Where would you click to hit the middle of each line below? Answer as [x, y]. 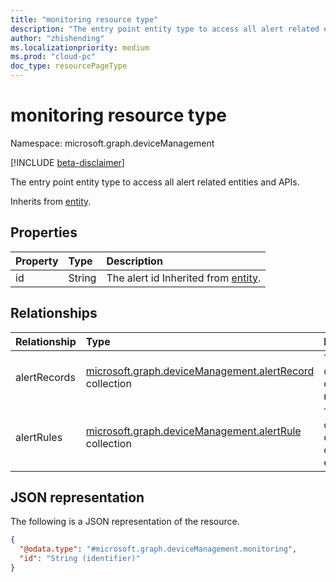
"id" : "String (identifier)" [80, 559]
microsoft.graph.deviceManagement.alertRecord [200, 371]
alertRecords [45, 377]
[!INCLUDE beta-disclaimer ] [67, 162]
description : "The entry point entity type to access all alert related [165, 29]
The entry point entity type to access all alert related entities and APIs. [155, 182]
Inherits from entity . [51, 201]
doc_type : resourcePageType [69, 66]
